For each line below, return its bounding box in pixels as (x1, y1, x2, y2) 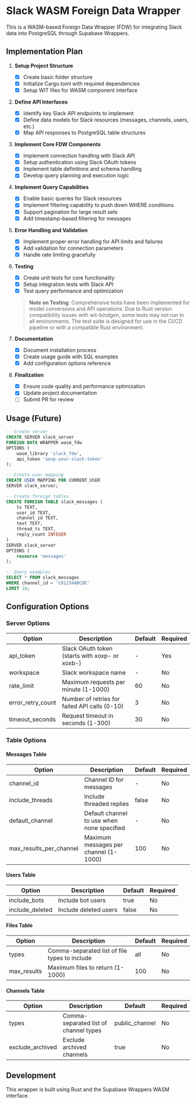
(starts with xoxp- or (62, 651, 119, 660)
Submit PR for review (23, 396, 74, 403)
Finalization (14, 371, 44, 378)
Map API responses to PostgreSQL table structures (23, 129, 146, 136)
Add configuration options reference (23, 360, 111, 367)
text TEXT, (16, 520, 43, 527)
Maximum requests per (62, 678, 125, 686)
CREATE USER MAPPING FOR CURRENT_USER (6, 478, 100, 484)
